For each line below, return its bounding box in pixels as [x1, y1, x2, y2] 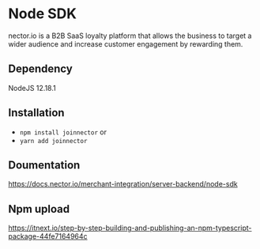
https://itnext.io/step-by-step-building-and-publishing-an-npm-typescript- [8, 223, 252, 233]
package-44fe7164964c [8, 232, 89, 241]
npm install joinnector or [19, 127, 107, 137]
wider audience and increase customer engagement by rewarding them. [8, 39, 243, 48]
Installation [8, 106, 65, 119]
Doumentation [8, 158, 81, 172]
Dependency [8, 62, 73, 76]
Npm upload [8, 202, 70, 216]
